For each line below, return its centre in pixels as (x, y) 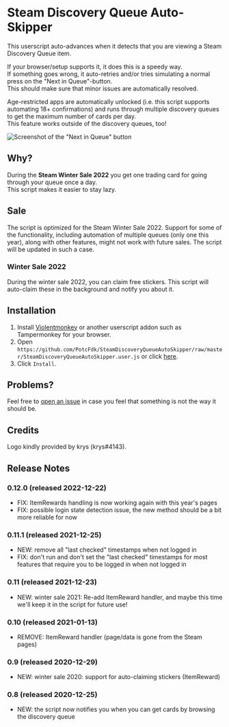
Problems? (30, 385)
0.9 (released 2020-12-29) (52, 662)
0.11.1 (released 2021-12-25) (54, 535)
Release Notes (39, 468)
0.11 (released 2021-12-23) (52, 582)
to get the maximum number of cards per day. (72, 116)
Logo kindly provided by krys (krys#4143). (67, 447)
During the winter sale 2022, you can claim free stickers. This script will (108, 281)
